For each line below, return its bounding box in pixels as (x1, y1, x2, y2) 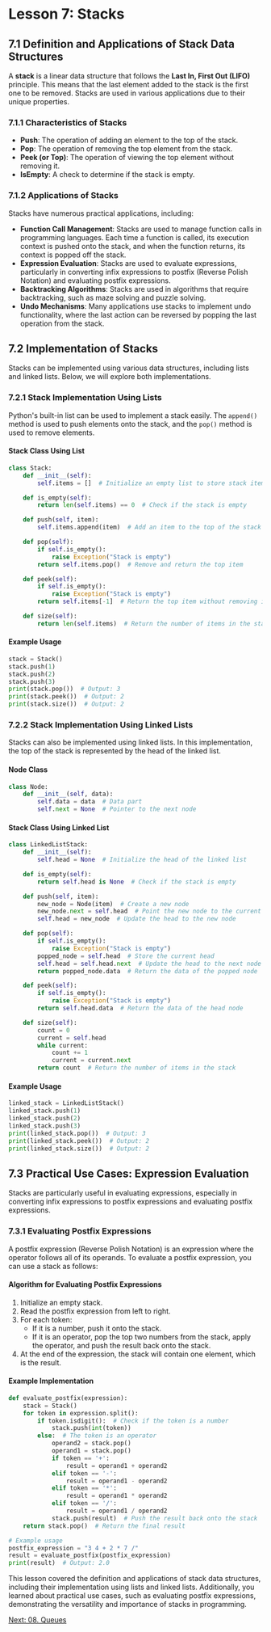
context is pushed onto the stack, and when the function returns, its (19, 241, 246, 251)
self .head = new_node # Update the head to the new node (37, 915, 236, 923)
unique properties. (8, 97, 70, 106)
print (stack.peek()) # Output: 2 (8, 693, 125, 701)
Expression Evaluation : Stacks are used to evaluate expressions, (19, 258, 237, 268)
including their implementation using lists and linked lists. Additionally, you (8, 1582, 255, 1592)
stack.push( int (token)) (51, 1424, 131, 1432)
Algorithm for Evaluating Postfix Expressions (8, 1280, 163, 1289)
